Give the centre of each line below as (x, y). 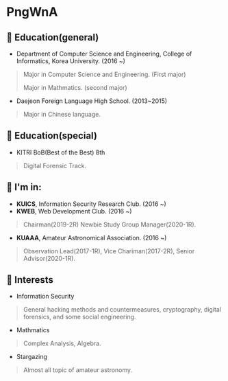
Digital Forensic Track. (55, 165)
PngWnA (32, 12)
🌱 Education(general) (53, 37)
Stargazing (31, 357)
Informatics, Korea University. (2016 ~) (71, 61)
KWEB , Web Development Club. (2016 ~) (74, 211)
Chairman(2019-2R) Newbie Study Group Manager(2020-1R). (110, 224)
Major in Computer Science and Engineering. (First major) (104, 74)
